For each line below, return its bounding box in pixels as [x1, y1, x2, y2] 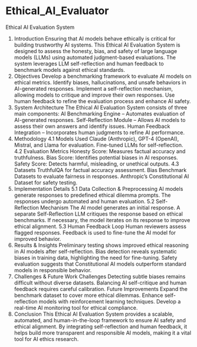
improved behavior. [14, 235, 61, 242]
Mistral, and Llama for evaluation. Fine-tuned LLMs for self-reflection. [14, 141, 183, 148]
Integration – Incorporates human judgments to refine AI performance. [14, 128, 185, 136]
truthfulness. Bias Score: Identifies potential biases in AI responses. [14, 154, 178, 161]
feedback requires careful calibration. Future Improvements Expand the [14, 285, 188, 292]
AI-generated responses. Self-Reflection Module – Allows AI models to [14, 116, 186, 123]
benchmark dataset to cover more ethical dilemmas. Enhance [14, 292, 163, 299]
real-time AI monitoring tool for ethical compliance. [14, 304, 138, 311]
